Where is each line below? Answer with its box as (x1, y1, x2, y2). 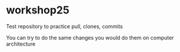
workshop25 (6, 4, 69, 17)
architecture (6, 40, 36, 47)
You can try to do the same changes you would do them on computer (6, 34, 174, 41)
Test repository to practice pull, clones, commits (6, 23, 123, 30)
